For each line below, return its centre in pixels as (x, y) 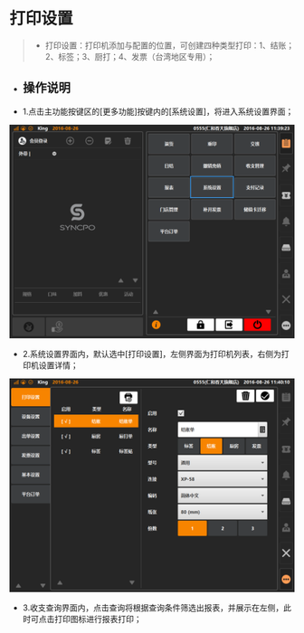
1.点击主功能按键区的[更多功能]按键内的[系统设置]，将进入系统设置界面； (158, 111)
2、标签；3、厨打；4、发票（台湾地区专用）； (130, 56)
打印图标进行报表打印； (98, 619)
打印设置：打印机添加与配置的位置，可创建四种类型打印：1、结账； (170, 45)
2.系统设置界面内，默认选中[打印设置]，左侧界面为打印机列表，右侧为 (152, 354)
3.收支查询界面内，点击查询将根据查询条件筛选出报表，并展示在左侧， (153, 608)
